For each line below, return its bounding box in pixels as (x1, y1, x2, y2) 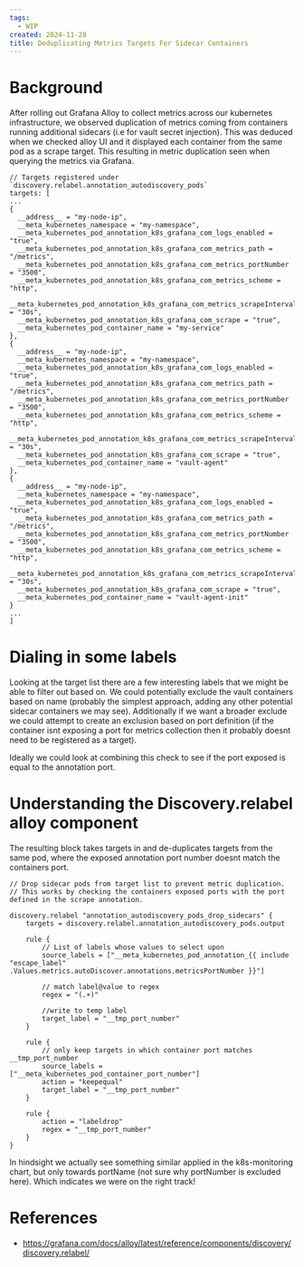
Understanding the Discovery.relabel (9, 793, 294, 814)
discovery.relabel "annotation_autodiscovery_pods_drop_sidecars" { (9, 911, 273, 920)
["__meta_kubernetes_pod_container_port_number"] (9, 1070, 201, 1079)
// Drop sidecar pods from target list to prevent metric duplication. (9, 879, 285, 888)
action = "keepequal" (42, 1078, 124, 1087)
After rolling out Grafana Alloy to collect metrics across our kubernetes (9, 108, 273, 119)
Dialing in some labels (9, 647, 177, 667)
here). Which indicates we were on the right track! (9, 1176, 196, 1187)
